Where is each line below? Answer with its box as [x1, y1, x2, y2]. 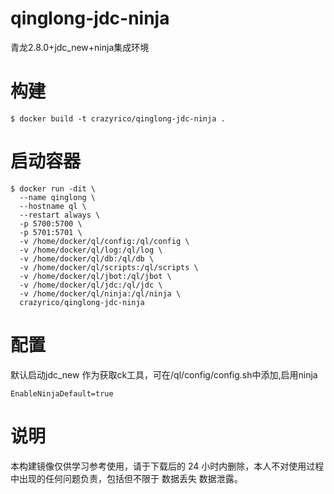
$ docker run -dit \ [10, 183, 97, 194]
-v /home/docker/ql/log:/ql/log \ [19, 245, 163, 255]
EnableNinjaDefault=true [10, 388, 114, 399]
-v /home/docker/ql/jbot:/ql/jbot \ [19, 271, 172, 281]
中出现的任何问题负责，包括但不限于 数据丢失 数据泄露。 [10, 472, 243, 484]
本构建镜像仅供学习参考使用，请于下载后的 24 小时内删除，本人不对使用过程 [10, 460, 325, 472]
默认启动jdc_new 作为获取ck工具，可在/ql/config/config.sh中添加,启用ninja [10, 368, 318, 381]
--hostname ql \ [19, 201, 87, 211]
